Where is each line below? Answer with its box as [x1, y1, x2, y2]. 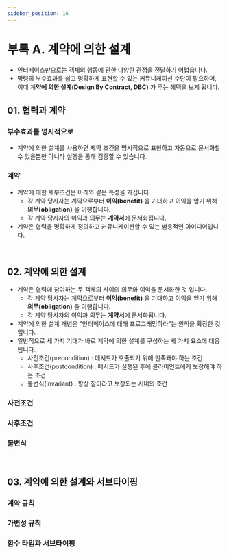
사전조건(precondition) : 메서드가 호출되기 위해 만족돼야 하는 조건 [27, 354, 203, 362]
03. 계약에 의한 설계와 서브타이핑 [7, 476, 138, 488]
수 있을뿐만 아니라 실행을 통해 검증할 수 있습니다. [16, 152, 147, 161]
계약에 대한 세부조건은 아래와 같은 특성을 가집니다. [16, 188, 151, 196]
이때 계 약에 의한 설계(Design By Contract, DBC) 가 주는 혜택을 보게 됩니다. [16, 83, 220, 91]
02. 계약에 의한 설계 [7, 266, 86, 277]
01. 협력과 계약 [7, 104, 67, 116]
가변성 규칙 [7, 518, 42, 528]
